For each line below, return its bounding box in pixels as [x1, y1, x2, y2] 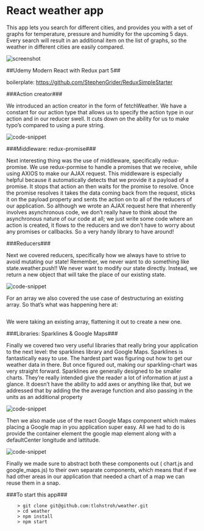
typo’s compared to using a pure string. [6, 121, 105, 128]
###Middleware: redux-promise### [6, 145, 96, 152]
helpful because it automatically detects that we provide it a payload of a [6, 176, 189, 183]
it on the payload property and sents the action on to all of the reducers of [6, 195, 192, 203]
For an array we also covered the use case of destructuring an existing [6, 294, 184, 302]
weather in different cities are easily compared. [6, 43, 125, 50]
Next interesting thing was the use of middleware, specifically [6, 156, 161, 164]
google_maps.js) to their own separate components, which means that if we [6, 466, 197, 473]
